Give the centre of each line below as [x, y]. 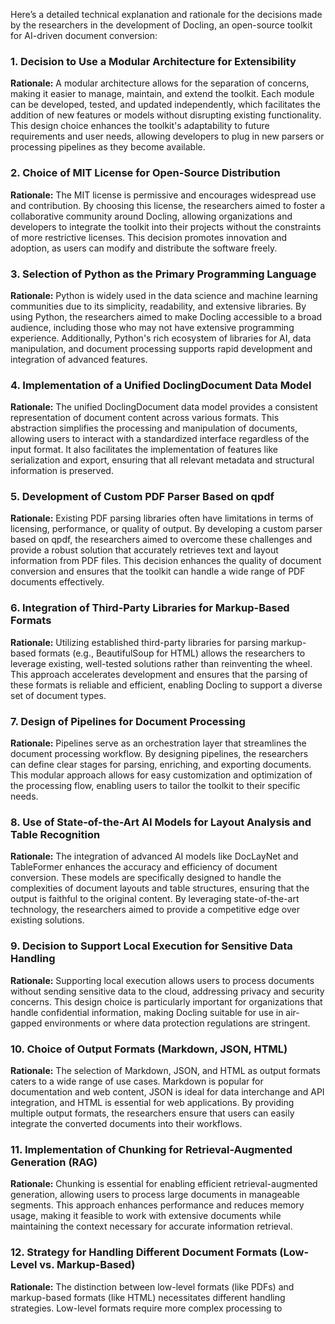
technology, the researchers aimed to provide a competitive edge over [155, 910]
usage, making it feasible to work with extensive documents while [146, 1216]
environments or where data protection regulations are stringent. [177, 1023]
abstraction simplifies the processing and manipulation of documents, [154, 428]
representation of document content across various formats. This [145, 418]
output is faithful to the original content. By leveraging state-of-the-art [155, 899]
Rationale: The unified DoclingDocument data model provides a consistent [164, 407]
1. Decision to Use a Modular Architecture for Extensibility [153, 61]
